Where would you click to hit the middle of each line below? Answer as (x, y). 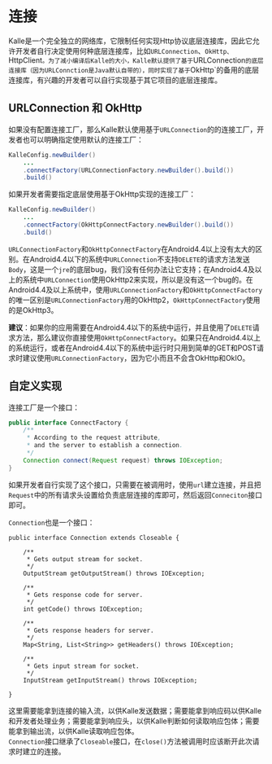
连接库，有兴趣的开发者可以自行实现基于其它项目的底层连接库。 (115, 80)
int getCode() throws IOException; (83, 609)
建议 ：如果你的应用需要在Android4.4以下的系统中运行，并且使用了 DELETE (131, 327)
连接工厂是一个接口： (44, 407)
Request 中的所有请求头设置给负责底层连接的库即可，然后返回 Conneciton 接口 (135, 494)
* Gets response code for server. (85, 595)
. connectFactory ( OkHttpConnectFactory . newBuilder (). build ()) (128, 225)
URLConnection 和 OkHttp (75, 108)
